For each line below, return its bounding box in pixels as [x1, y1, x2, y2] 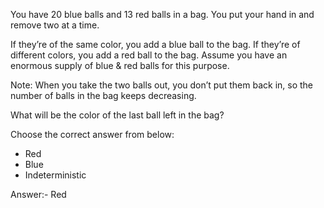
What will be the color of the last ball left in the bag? [10, 109, 225, 121]
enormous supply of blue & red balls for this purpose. [10, 60, 230, 71]
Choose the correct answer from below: [10, 129, 175, 140]
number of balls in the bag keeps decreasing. [10, 90, 197, 101]
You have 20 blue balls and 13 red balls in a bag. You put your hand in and [10, 9, 315, 20]
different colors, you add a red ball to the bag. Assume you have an [10, 49, 288, 61]
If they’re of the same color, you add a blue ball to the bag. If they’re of [10, 39, 301, 50]
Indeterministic [24, 169, 87, 181]
